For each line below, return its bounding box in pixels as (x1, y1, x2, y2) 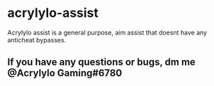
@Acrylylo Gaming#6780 (7, 67, 123, 79)
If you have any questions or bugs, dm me (7, 56, 196, 68)
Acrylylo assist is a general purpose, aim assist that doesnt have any (7, 28, 208, 37)
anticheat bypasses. (7, 35, 67, 44)
